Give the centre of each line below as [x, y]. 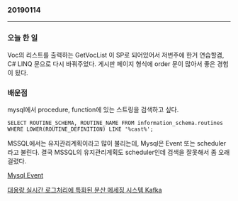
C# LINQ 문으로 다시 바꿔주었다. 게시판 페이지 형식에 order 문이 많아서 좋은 [112, 64]
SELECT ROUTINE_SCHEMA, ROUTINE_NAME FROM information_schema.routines [115, 123]
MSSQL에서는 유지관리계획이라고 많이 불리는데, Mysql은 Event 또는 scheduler [117, 143]
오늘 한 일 [22, 38]
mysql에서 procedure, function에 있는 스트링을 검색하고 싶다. [93, 109]
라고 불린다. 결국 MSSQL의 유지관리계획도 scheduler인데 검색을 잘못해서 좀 [112, 152]
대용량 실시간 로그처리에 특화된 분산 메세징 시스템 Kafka [85, 190]
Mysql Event [25, 175]
